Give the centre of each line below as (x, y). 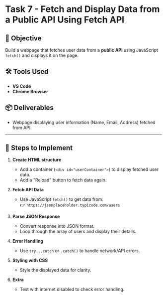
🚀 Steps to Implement (39, 148)
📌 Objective (23, 38)
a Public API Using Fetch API (65, 20)
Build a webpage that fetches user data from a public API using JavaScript (82, 50)
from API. (22, 128)
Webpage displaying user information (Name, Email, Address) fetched (84, 122)
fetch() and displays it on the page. (42, 55)
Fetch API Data (28, 190)
